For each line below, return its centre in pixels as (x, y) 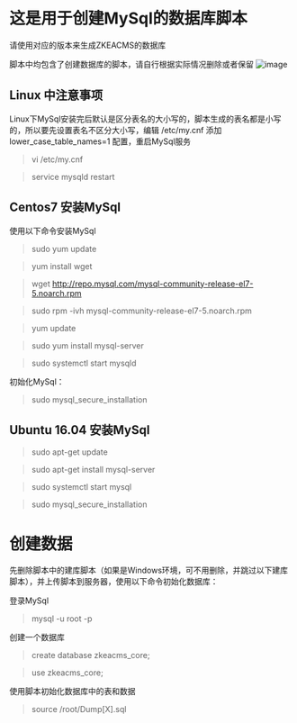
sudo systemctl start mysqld (84, 363)
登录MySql (29, 601)
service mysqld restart (73, 176)
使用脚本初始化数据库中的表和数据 (72, 691)
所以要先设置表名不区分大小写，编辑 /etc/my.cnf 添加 (123, 130)
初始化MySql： (37, 381)
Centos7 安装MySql (65, 208)
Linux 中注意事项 (56, 95)
